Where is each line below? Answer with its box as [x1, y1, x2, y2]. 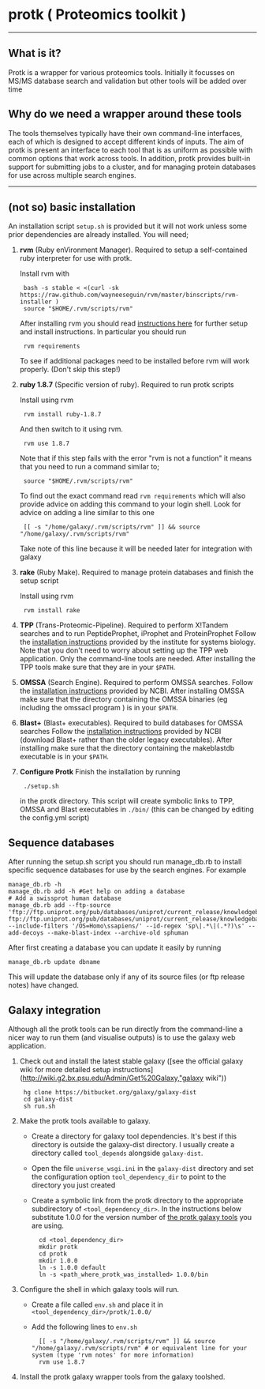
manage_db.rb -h [8, 881, 62, 889]
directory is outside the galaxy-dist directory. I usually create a [31, 1140, 235, 1149]
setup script [19, 576, 59, 585]
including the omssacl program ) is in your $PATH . [19, 703, 179, 713]
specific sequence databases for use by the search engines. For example [8, 865, 247, 875]
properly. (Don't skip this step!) [19, 365, 121, 375]
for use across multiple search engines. [8, 170, 136, 179]
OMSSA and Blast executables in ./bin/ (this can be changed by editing [19, 804, 255, 815]
